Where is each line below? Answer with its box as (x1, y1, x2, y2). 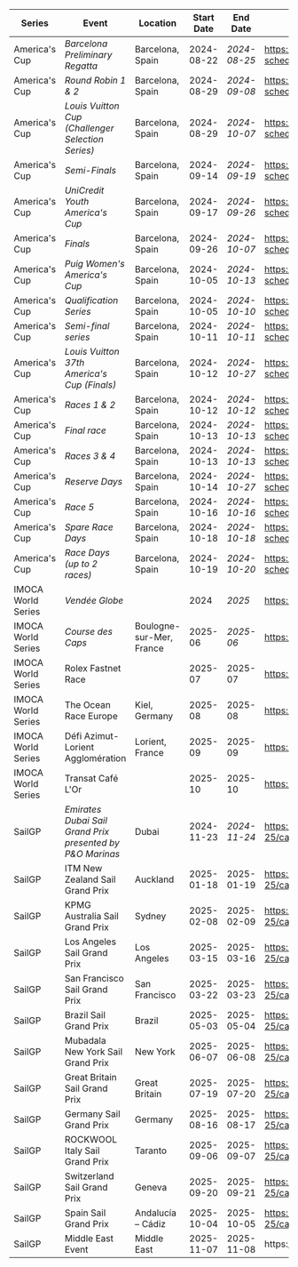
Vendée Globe (64, 595, 124, 606)
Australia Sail (64, 910, 120, 922)
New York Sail (64, 1046, 123, 1057)
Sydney (134, 910, 167, 922)
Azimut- (83, 730, 120, 742)
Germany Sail (64, 1108, 122, 1119)
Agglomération (64, 752, 127, 764)
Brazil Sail (64, 1009, 106, 1021)
